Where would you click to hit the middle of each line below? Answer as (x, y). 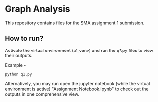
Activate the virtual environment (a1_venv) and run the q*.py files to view (79, 50)
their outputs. (19, 55)
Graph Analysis (38, 9)
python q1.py (19, 74)
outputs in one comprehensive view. (42, 94)
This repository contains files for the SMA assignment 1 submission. (75, 23)
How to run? (24, 38)
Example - (16, 65)
